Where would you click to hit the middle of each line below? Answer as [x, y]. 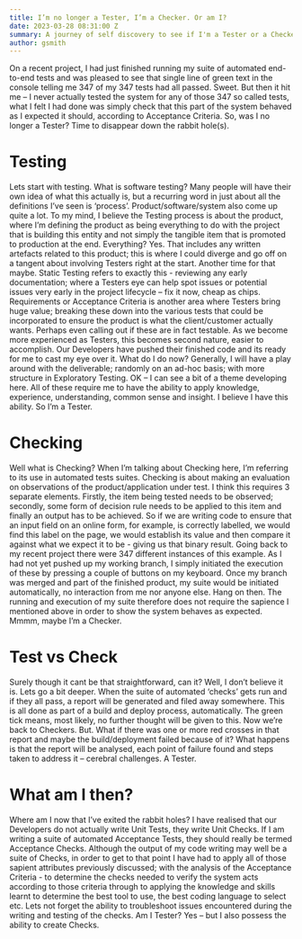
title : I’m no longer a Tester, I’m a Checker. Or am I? [118, 18]
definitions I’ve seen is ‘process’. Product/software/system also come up [144, 206]
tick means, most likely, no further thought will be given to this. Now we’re [146, 720]
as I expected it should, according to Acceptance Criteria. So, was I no [140, 116]
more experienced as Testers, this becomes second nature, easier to [137, 340]
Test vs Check [64, 657]
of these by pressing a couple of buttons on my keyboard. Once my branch [148, 573]
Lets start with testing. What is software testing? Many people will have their [151, 187]
